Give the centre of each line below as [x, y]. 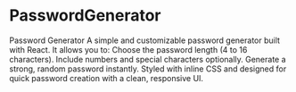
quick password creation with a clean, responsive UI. [106, 78]
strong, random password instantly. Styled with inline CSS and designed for [148, 69]
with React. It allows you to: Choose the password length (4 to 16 [128, 49]
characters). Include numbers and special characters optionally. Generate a [148, 59]
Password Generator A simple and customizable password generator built [145, 40]
